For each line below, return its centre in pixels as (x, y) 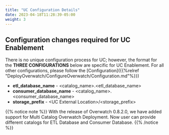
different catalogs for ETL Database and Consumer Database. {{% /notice (82, 122)
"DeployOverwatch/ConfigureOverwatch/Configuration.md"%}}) (72, 76)
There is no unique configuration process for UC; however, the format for (81, 60)
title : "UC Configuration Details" (43, 10)
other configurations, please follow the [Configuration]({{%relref (72, 71)
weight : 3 (16, 19)
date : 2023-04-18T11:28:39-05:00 (40, 15)
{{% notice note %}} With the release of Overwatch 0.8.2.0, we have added (83, 112)
